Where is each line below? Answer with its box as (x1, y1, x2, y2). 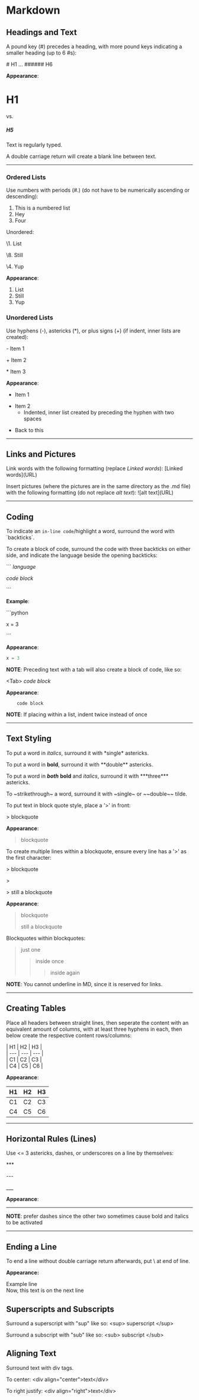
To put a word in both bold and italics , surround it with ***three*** (6, 772, 169, 780)
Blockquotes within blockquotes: (6, 935, 86, 942)
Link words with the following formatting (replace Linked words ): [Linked (6, 465, 183, 472)
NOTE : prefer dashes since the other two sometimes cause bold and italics (6, 1212, 189, 1220)
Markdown (6, 4, 60, 17)
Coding (6, 512, 34, 522)
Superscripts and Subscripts (6, 1304, 114, 1314)
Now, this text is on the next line (6, 1287, 84, 1294)
